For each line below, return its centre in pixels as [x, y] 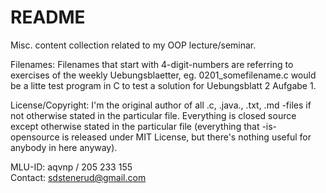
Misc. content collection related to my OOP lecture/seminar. [133, 45]
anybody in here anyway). [64, 147]
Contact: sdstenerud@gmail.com [78, 177]
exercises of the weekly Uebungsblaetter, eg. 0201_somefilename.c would [163, 75]
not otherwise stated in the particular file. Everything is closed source [153, 115]
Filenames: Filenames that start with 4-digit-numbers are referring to [152, 64]
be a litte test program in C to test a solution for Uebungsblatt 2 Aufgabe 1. [163, 85]
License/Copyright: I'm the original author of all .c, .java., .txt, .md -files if [161, 105]
